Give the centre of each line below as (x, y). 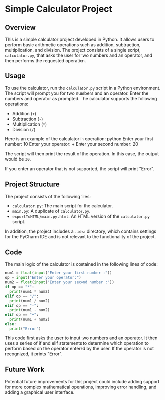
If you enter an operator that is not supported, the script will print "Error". (80, 168)
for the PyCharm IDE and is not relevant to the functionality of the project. (80, 236)
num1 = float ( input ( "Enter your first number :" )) (59, 273)
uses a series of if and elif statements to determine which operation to (77, 343)
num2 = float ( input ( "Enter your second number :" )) (60, 282)
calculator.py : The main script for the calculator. (63, 206)
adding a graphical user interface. (40, 392)
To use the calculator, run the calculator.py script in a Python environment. (83, 88)
